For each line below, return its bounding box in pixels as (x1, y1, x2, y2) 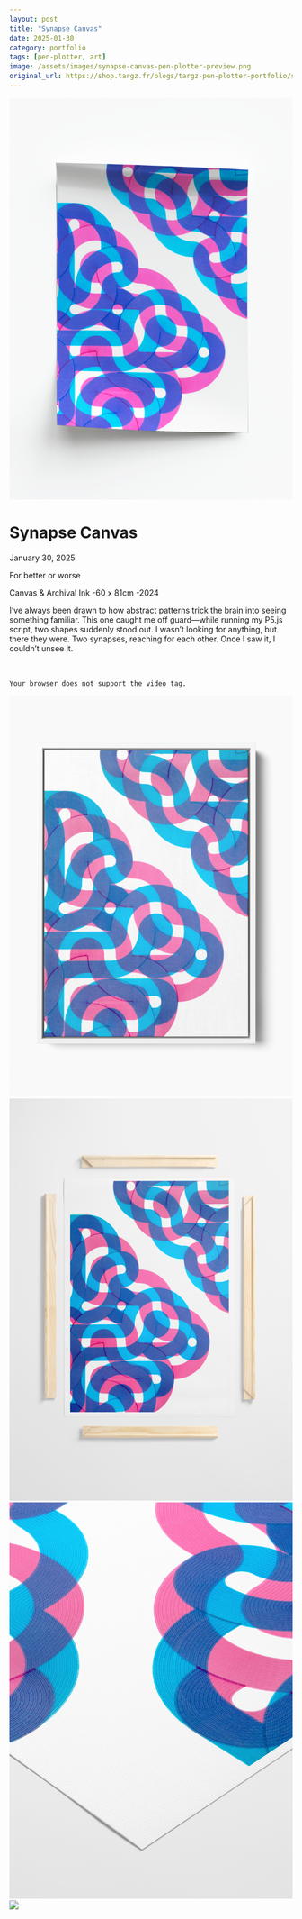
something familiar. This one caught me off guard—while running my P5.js (9, 614, 283, 625)
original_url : (9, 72, 63, 81)
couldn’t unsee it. (9, 642, 74, 653)
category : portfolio (9, 43, 87, 52)
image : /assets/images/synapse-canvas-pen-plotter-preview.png (9, 62, 252, 71)
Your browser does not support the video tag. (9, 678, 187, 688)
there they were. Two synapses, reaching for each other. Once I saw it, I (9, 633, 276, 644)
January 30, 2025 (9, 552, 75, 563)
